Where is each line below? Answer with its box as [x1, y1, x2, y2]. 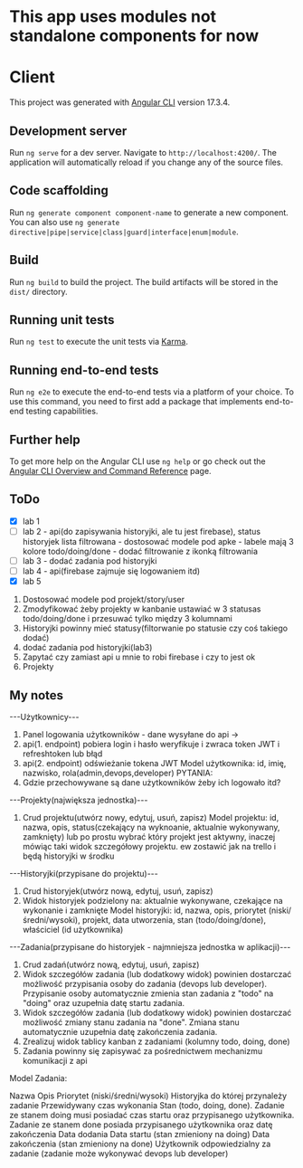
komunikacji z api [22, 1055, 88, 1066]
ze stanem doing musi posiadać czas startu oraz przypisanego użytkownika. [9, 1109, 295, 1120]
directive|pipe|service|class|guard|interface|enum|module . [9, 226, 239, 237]
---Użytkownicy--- [9, 711, 80, 722]
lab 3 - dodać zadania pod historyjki [22, 555, 157, 566]
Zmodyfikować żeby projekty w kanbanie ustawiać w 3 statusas [22, 603, 261, 614]
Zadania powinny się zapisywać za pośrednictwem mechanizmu [22, 1045, 263, 1056]
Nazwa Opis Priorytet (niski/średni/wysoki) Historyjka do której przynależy [9, 1090, 288, 1101]
